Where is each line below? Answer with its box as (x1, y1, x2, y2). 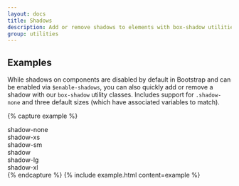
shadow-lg (7, 155, 39, 164)
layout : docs (7, 10, 46, 18)
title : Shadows (7, 17, 53, 24)
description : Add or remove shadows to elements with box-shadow (7, 23, 205, 31)
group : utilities (7, 30, 59, 38)
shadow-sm (7, 141, 43, 149)
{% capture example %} (7, 111, 78, 121)
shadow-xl (7, 163, 38, 172)
